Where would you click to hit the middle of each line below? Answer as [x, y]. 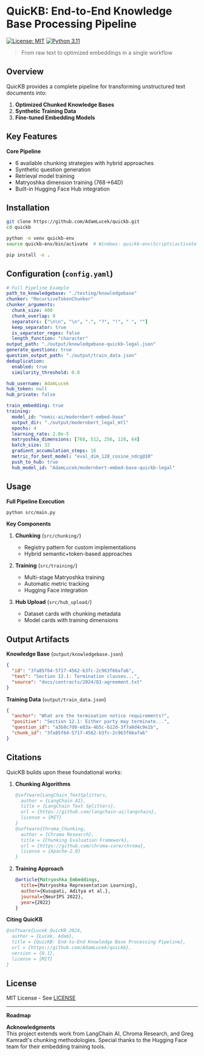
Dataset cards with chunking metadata [73, 614]
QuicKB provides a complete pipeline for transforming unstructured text [96, 86]
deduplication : [25, 361]
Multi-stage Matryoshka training [64, 577]
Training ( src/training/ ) [46, 566]
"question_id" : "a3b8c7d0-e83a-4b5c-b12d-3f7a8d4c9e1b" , [85, 727]
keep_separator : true [39, 327]
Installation [28, 208]
